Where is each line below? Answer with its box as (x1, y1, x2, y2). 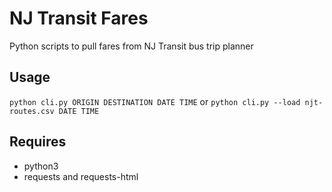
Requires (9, 133, 67, 151)
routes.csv (9, 106, 55, 116)
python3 (23, 160, 59, 172)
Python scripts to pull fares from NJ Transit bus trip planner (9, 40, 254, 52)
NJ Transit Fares (9, 7, 149, 30)
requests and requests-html (23, 170, 139, 182)
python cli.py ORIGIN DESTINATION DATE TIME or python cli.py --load (9, 95, 301, 107)
